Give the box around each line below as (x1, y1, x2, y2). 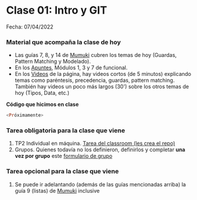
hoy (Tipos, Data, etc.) (14, 90, 70, 97)
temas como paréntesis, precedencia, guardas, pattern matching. (14, 77, 175, 84)
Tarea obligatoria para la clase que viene (6, 126, 126, 135)
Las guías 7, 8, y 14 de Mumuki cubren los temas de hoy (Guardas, (14, 52, 177, 59)
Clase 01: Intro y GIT (6, 4, 107, 17)
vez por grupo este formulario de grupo (14, 153, 113, 160)
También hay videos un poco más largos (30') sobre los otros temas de (14, 83, 189, 90)
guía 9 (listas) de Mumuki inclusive (14, 187, 100, 194)
